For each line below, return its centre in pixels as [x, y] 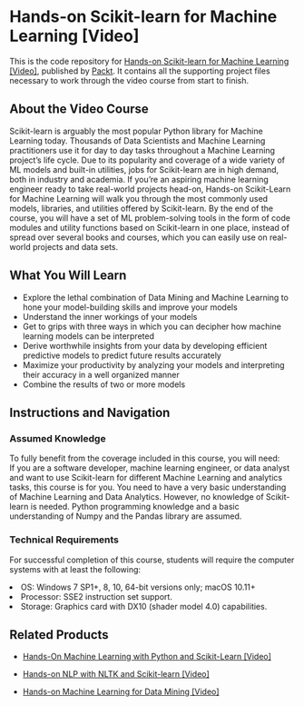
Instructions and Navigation [90, 412]
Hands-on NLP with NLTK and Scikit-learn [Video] [116, 674]
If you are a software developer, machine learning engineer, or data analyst [150, 468]
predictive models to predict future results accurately [122, 355]
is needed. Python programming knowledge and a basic [135, 507]
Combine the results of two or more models [104, 384]
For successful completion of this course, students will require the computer [152, 560]
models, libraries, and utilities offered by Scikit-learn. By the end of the [142, 208]
